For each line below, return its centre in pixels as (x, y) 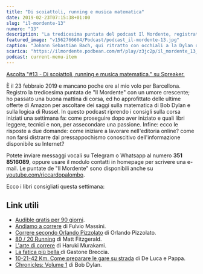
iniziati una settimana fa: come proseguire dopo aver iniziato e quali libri (96, 118)
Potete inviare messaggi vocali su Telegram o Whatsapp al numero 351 (94, 155)
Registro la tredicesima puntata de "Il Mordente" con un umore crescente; (98, 92)
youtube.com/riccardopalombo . (46, 175)
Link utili (23, 205)
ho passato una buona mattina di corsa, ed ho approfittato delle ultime (94, 99)
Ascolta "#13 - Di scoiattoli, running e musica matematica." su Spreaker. (96, 74)
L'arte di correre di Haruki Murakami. (61, 246)
